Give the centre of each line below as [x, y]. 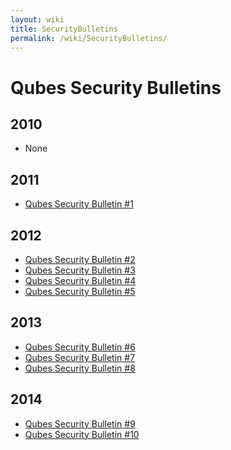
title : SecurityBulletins [64, 29]
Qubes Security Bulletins [116, 87]
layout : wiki [37, 19]
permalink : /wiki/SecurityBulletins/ [89, 38]
